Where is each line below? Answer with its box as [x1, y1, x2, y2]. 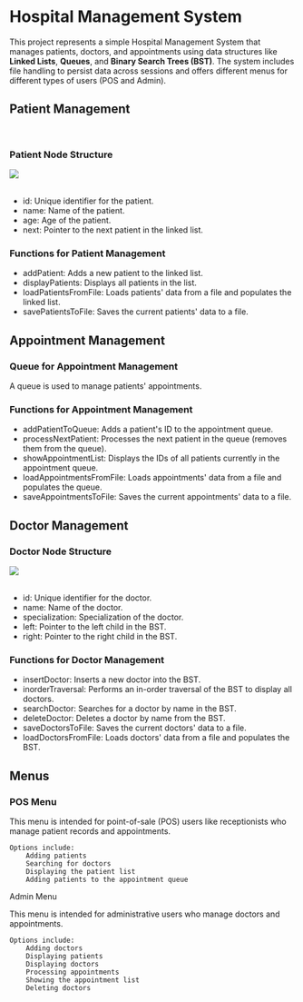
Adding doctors [25, 944, 83, 953]
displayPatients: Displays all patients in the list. [22, 277, 198, 288]
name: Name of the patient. [22, 205, 125, 216]
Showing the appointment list [25, 976, 141, 985]
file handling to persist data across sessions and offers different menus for [9, 65, 288, 76]
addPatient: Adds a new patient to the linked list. [22, 268, 204, 279]
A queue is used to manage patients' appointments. [9, 381, 202, 392]
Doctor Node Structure [9, 545, 112, 558]
